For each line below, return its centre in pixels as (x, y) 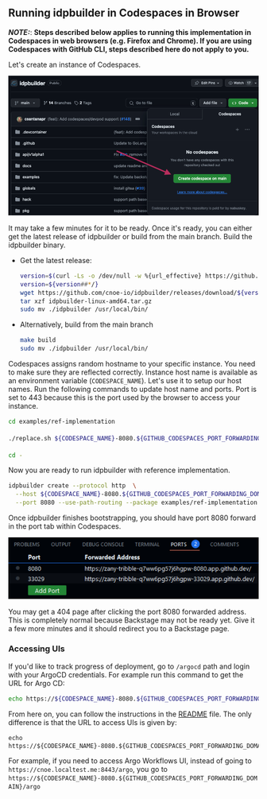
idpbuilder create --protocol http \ (72, 486)
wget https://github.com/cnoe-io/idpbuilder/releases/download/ (128, 293)
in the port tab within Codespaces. (65, 526)
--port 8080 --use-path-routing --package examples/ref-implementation (137, 503)
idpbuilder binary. (37, 245)
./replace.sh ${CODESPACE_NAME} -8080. (72, 438)
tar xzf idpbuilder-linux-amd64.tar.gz (86, 301)
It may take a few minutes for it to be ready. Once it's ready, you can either (130, 228)
